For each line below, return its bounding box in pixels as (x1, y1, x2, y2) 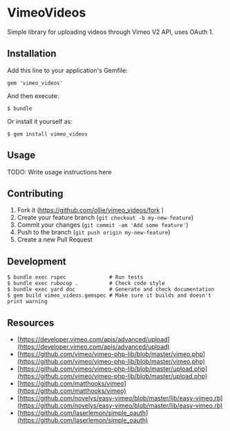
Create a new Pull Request (17, 235, 93, 244)
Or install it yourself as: (7, 117, 73, 125)
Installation (7, 48, 57, 59)
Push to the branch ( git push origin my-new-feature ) (17, 228, 171, 237)
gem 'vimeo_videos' (7, 80, 64, 86)
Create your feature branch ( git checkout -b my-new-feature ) (17, 213, 194, 222)
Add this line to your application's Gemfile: (7, 66, 128, 74)
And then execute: (7, 91, 59, 100)
